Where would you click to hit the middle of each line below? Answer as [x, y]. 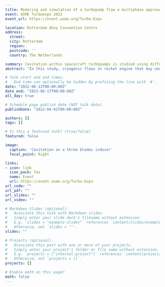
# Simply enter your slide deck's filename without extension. [73, 218]
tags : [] [14, 123]
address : [14, 32]
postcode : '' [23, 50]
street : [17, 37]
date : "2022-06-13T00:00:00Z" [36, 87]
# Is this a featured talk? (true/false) [48, 132]
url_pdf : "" [17, 191]
